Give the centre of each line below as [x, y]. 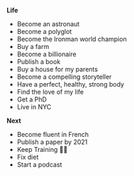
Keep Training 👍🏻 [42, 149]
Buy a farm [33, 46]
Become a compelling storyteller [64, 77]
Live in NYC [34, 107]
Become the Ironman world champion [72, 39]
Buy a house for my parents [57, 69]
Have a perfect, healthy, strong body [71, 84]
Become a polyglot [44, 32]
